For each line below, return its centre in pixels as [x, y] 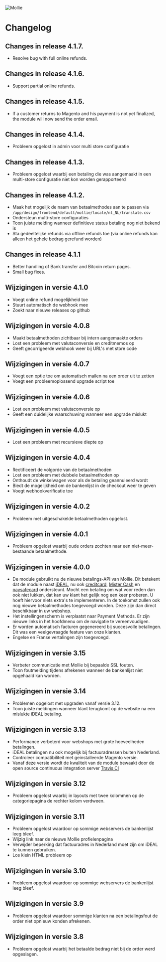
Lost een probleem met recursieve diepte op [58, 442]
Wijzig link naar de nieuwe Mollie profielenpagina [63, 839]
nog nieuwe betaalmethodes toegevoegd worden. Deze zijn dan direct [84, 606]
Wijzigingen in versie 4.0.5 [48, 430]
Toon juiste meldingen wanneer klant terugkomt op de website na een [84, 708]
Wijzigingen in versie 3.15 [45, 653]
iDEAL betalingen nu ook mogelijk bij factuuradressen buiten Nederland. [86, 752]
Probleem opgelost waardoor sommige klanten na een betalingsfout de [85, 916]
